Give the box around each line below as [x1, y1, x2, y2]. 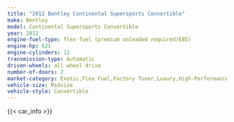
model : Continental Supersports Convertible [7, 23, 139, 30]
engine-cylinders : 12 [7, 49, 70, 56]
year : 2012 [7, 29, 39, 37]
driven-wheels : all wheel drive [7, 62, 101, 69]
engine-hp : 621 [7, 43, 52, 49]
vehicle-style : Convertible [7, 88, 89, 95]
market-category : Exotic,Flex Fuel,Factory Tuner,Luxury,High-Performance [7, 75, 229, 82]
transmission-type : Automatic [7, 56, 95, 63]
